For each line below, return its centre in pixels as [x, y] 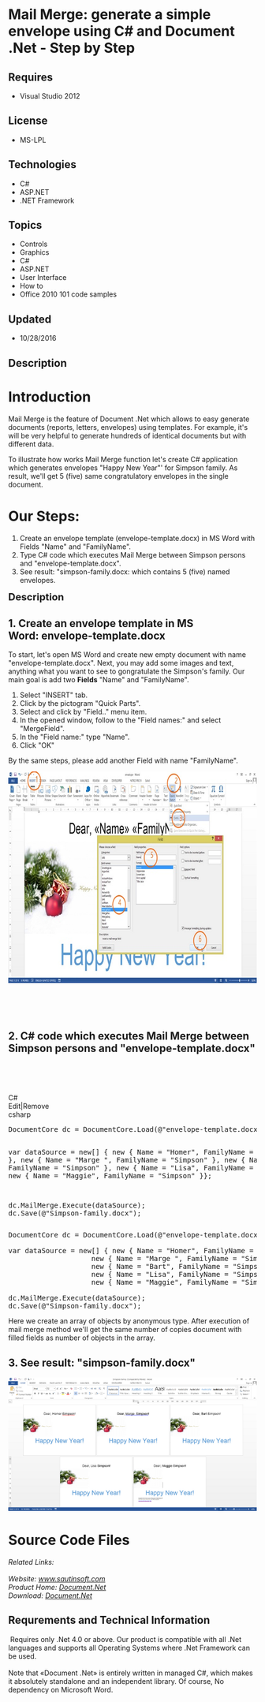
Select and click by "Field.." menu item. [83, 712]
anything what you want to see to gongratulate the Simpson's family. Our [127, 671]
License [28, 121]
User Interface [43, 278]
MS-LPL [33, 140]
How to [31, 286]
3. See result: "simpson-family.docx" [102, 1362]
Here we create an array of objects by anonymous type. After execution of [129, 1321]
